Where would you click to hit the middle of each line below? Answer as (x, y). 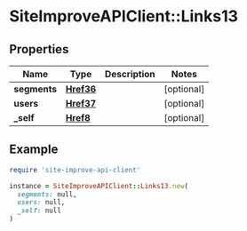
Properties (39, 49)
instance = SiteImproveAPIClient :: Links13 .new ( (99, 186)
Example (34, 150)
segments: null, (47, 194)
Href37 (81, 104)
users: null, (41, 203)
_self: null (40, 211)
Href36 (81, 89)
